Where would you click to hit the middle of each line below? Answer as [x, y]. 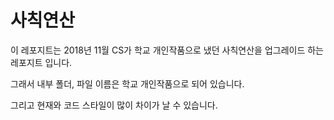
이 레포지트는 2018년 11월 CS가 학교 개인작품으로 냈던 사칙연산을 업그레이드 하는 [167, 50]
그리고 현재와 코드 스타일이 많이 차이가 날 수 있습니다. [114, 105]
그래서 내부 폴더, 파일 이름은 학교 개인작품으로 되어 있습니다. [127, 83]
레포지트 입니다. [41, 62]
